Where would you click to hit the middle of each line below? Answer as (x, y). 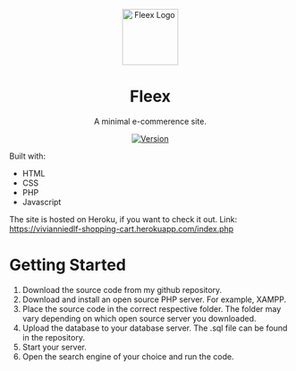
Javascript (42, 202)
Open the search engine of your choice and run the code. (128, 356)
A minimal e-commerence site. (150, 121)
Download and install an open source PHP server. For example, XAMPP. (154, 299)
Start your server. (54, 347)
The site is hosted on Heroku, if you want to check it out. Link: (123, 219)
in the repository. (53, 337)
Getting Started (68, 265)
